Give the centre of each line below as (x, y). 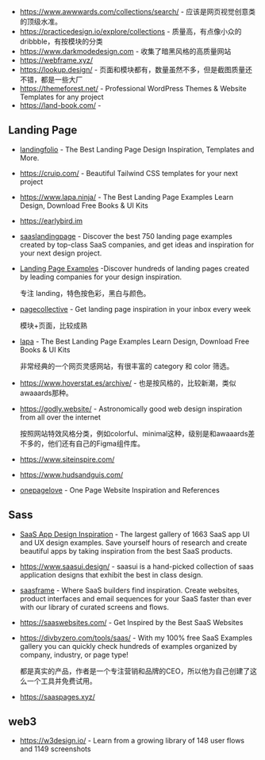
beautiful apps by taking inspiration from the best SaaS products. (126, 551)
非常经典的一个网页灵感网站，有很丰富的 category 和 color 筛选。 (127, 366)
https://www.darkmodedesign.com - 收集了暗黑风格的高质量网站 (125, 51)
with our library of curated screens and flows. (94, 607)
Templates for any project (62, 97)
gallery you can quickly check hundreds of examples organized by (129, 646)
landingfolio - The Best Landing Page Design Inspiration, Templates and (137, 149)
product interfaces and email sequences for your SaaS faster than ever (136, 598)
